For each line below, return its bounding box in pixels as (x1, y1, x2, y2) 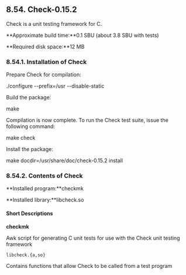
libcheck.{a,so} (6, 252, 46, 258)
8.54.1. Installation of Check (6, 58, 87, 66)
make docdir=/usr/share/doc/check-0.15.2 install (6, 157, 123, 164)
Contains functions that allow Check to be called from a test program (6, 262, 173, 269)
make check (6, 135, 36, 142)
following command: (6, 123, 56, 130)
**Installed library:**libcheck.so (6, 196, 84, 203)
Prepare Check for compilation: (6, 71, 82, 78)
